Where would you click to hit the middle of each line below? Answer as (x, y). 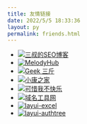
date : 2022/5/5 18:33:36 (44, 21)
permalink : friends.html (44, 34)
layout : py (23, 27)
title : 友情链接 (29, 14)
